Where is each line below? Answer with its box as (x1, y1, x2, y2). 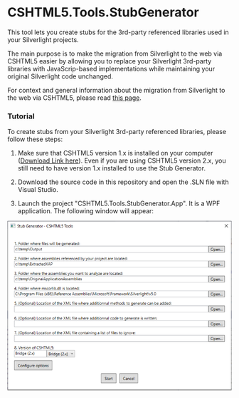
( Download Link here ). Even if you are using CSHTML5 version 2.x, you (17, 156, 226, 165)
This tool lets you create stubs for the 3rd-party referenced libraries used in (7, 28, 229, 36)
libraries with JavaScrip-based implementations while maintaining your (7, 64, 216, 73)
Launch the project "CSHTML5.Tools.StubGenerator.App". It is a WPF (17, 199, 221, 208)
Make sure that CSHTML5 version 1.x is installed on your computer (17, 149, 213, 158)
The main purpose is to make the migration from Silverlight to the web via (7, 49, 223, 58)
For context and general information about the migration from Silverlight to (7, 86, 225, 94)
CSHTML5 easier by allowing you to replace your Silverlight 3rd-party (7, 56, 212, 65)
